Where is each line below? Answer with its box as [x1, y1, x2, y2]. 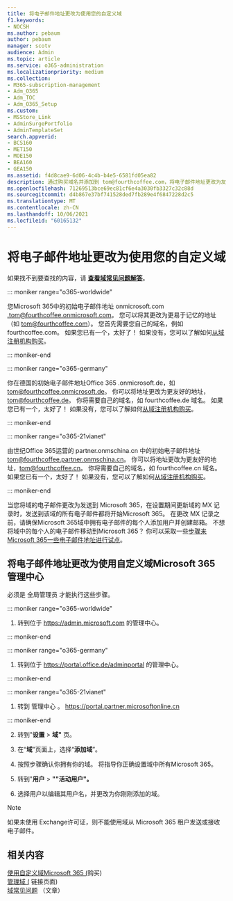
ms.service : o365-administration [7, 62, 104, 69]
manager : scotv [7, 42, 51, 49]
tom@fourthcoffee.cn [19, 463, 81, 472]
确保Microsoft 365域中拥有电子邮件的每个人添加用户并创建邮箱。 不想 [25, 518, 225, 526]
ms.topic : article [7, 56, 60, 63]
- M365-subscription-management [7, 81, 101, 88]
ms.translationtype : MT [7, 198, 76, 205]
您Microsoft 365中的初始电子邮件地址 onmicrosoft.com [7, 302, 164, 310]
